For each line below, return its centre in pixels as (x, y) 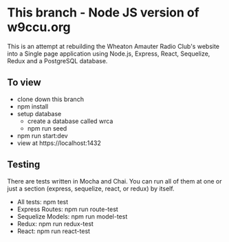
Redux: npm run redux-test (55, 223)
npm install (33, 106)
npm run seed (47, 128)
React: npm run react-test (54, 231)
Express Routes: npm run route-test (67, 209)
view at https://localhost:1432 (59, 143)
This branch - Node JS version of (103, 13)
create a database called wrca (70, 121)
